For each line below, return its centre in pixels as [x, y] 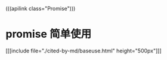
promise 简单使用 [49, 34]
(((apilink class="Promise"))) [41, 9]
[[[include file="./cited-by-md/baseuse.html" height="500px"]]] [83, 51]
